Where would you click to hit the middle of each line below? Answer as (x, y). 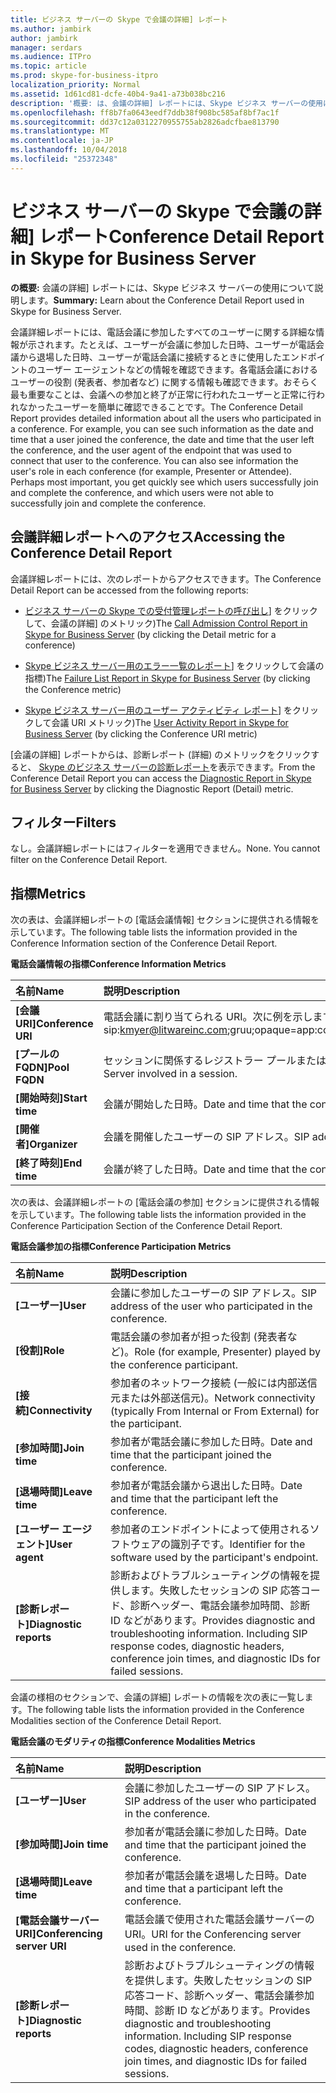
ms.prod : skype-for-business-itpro (84, 76)
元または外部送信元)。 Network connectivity (213, 1398)
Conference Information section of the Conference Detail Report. (144, 943)
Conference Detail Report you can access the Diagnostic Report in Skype (161, 778)
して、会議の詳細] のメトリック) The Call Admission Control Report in (166, 623)
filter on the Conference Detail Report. (89, 860)
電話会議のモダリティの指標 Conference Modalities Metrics (133, 1742)
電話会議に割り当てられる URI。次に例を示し (208, 1017)
